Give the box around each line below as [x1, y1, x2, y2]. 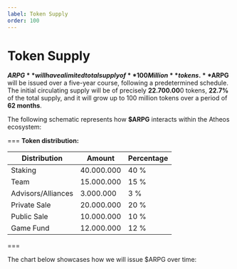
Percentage [127, 154, 169, 164]
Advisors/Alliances [11, 189, 73, 199]
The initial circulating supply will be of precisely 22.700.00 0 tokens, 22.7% [7, 86, 229, 95]
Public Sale [11, 211, 48, 221]
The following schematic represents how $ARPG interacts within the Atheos [7, 115, 230, 124]
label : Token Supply [7, 10, 69, 18]
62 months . [7, 101, 43, 110]
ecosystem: [7, 122, 42, 132]
